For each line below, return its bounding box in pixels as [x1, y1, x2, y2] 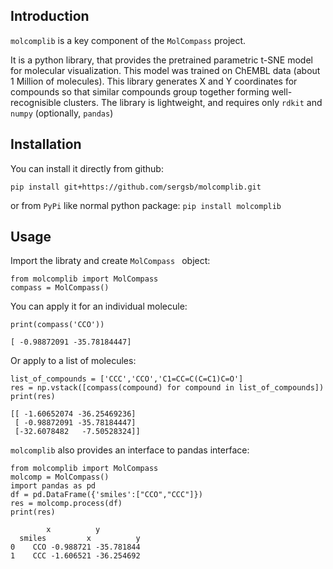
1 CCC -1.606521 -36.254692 [10, 551, 141, 561]
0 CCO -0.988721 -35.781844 [10, 542, 141, 553]
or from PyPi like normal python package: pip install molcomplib [10, 199, 282, 211]
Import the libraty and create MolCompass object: [10, 255, 211, 267]
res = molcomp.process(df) [10, 499, 123, 509]
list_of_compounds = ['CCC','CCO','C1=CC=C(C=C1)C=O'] [10, 374, 244, 384]
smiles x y [19, 534, 141, 544]
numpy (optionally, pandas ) [10, 107, 114, 119]
